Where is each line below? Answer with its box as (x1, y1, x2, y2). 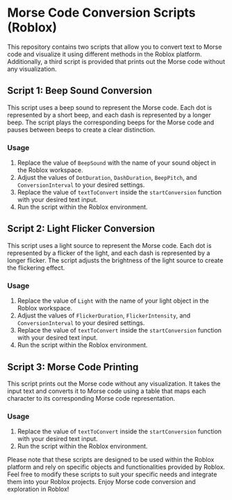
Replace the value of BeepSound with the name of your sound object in (17, 158, 217, 167)
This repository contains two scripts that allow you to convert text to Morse (7, 42, 222, 51)
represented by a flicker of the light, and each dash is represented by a (7, 249, 210, 257)
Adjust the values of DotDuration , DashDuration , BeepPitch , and (17, 174, 197, 182)
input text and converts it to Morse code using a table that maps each (7, 387, 206, 395)
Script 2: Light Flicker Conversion (7, 223, 155, 235)
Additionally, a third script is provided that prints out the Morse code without (7, 57, 226, 65)
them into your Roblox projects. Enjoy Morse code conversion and (7, 478, 196, 486)
